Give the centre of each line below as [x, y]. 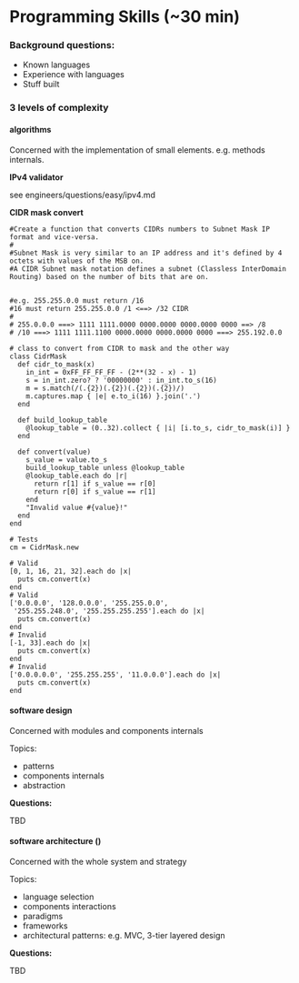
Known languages [56, 65]
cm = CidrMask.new [44, 547]
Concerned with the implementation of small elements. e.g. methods [138, 150]
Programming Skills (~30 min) [125, 17]
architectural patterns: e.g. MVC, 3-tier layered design [124, 936]
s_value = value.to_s [66, 460]
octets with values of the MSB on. [77, 261]
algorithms [30, 130]
